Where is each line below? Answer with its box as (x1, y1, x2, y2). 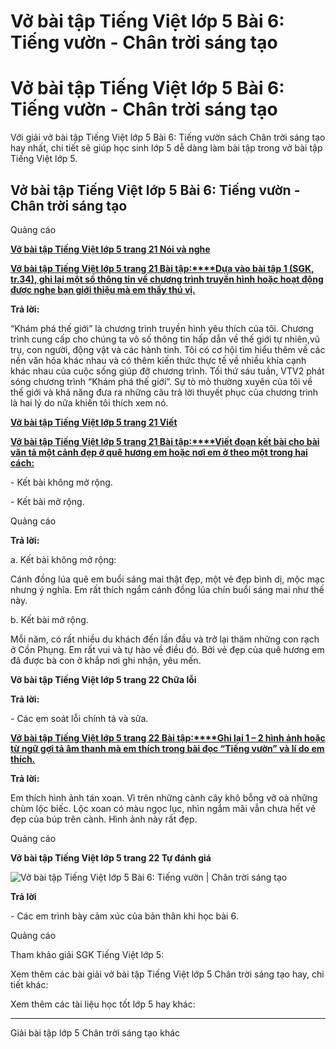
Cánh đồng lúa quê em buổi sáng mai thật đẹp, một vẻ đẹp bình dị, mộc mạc (10, 573, 325, 585)
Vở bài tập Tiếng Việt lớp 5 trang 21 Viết (10, 416, 178, 428)
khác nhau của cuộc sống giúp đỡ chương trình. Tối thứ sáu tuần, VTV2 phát (10, 365, 325, 377)
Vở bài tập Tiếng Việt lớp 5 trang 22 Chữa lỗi (10, 673, 197, 685)
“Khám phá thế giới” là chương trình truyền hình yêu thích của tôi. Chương (10, 322, 314, 334)
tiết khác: (10, 978, 49, 990)
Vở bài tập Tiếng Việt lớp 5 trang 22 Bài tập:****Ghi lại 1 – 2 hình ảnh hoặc (10, 731, 326, 744)
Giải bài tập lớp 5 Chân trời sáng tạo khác (10, 1026, 181, 1039)
